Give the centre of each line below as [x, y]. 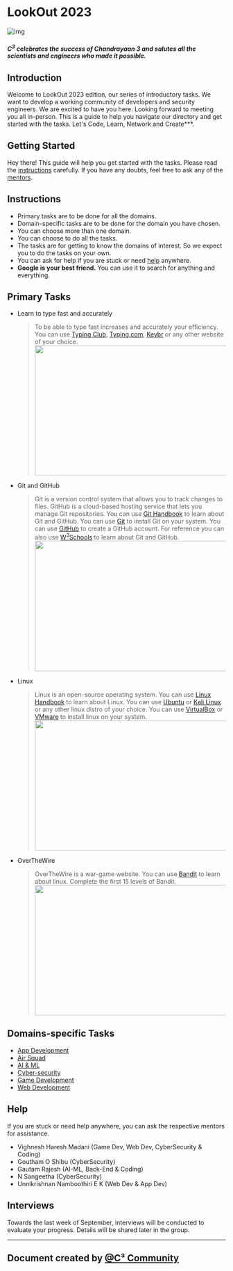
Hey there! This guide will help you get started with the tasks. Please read [112, 162]
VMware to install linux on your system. [90, 717]
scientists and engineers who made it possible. [77, 56]
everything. [34, 275]
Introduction [35, 78]
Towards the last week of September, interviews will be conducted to [106, 1222]
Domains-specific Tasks [61, 1034]
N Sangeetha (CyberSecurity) [60, 1176]
